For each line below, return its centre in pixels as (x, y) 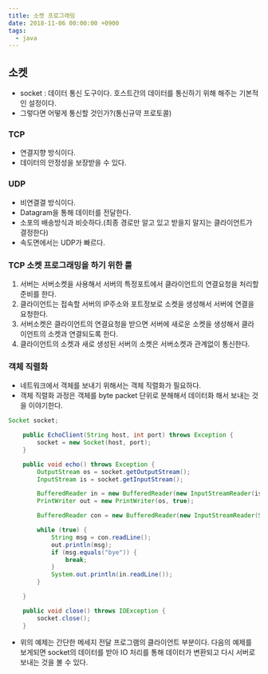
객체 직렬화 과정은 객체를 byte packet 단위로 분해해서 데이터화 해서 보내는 (135, 396)
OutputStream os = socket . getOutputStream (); (114, 472)
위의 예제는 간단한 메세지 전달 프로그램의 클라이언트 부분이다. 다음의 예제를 (136, 642)
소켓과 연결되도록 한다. (83, 333)
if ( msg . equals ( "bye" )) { (94, 552)
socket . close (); (64, 618)
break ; (76, 560)
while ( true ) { (62, 530)
